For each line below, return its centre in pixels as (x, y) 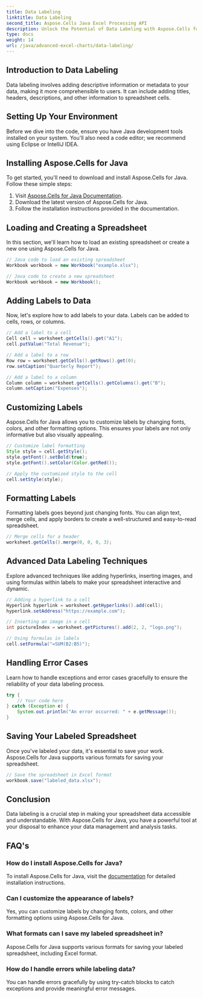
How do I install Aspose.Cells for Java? (64, 863)
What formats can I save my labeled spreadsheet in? (85, 934)
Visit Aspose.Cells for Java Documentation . (69, 196)
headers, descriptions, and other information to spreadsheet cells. (89, 97)
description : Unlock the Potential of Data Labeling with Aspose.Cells (98, 29)
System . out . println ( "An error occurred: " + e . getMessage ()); (97, 712)
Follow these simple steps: (39, 184)
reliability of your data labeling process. (55, 684)
